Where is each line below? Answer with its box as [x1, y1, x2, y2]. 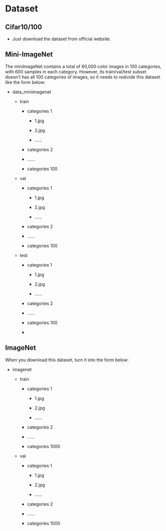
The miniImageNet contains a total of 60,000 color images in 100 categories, [5, 63, 162, 69]
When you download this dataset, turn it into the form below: [5, 357, 129, 363]
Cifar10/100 [5, 23, 42, 31]
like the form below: [5, 79, 46, 85]
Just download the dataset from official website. [12, 36, 111, 42]
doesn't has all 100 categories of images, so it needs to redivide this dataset [5, 74, 161, 80]
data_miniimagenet [12, 89, 52, 95]
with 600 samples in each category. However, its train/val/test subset [5, 68, 147, 74]
